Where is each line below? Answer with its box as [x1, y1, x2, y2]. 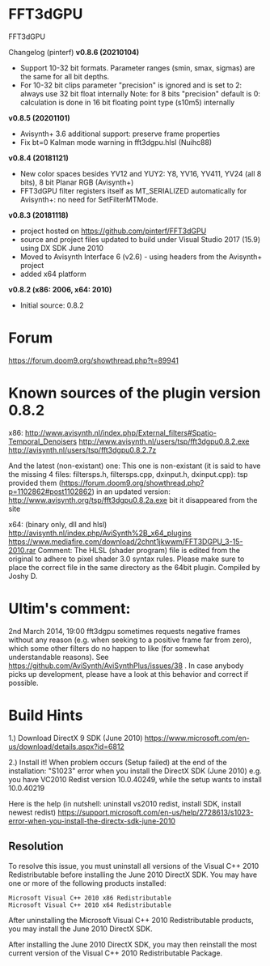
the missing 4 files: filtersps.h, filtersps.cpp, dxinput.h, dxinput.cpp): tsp [8, 469, 248, 479]
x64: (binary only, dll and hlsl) [8, 519, 108, 529]
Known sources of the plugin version [8, 384, 261, 402]
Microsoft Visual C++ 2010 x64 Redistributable [8, 900, 172, 909]
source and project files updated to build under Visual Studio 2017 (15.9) [19, 234, 261, 244]
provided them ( [8, 478, 62, 487]
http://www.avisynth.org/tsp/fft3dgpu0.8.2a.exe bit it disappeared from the [8, 495, 258, 504]
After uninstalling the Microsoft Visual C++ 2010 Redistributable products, [8, 915, 254, 925]
